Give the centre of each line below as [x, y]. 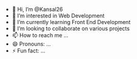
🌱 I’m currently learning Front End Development [71, 22]
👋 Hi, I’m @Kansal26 [37, 9]
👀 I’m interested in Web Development [58, 16]
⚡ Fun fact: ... [28, 51]
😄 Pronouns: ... [32, 44]
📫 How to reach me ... [40, 35]
